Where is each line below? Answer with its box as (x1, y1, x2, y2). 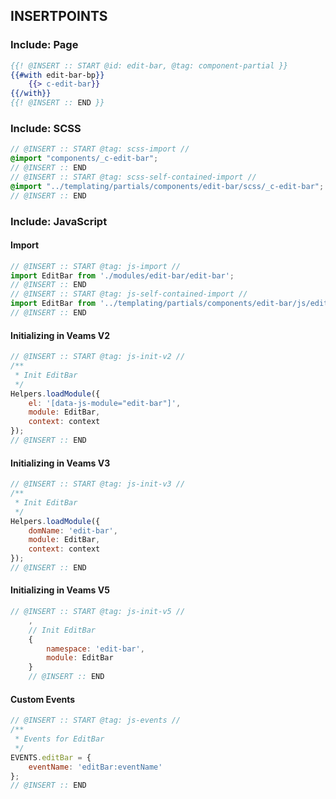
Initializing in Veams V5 (10, 584, 110, 596)
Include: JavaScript (10, 214, 108, 228)
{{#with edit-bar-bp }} (10, 70, 105, 80)
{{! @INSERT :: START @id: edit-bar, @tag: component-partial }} (10, 60, 288, 71)
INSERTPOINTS (10, 8, 108, 25)
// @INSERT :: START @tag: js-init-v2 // (10, 352, 186, 362)
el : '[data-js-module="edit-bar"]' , (28, 398, 182, 408)
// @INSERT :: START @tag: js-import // (10, 261, 182, 271)
